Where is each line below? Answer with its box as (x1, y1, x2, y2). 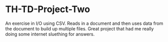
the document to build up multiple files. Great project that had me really (5, 25, 154, 31)
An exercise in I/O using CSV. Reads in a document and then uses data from (5, 20, 163, 26)
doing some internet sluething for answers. (5, 31, 95, 37)
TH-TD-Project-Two (5, 4, 90, 15)
